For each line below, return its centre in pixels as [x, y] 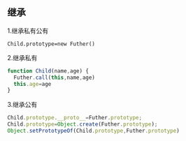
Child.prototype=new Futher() [51, 44]
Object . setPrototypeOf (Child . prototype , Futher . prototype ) [93, 131]
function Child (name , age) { [48, 71]
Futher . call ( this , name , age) [55, 77]
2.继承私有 [22, 57]
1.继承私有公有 [28, 31]
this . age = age [33, 84]
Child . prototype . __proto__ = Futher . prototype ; [74, 118]
